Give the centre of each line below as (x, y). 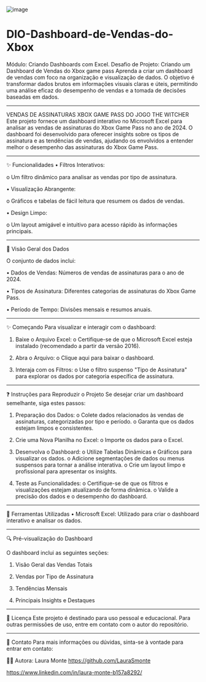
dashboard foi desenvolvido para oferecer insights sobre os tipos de (93, 134)
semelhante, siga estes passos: (46, 403)
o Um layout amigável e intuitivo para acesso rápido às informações (92, 225)
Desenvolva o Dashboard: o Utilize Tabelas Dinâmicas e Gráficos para (103, 452)
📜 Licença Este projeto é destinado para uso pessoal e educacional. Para (98, 618)
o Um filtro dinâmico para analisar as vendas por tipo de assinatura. (92, 177)
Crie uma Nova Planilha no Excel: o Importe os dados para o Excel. (99, 440)
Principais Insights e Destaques (55, 600)
